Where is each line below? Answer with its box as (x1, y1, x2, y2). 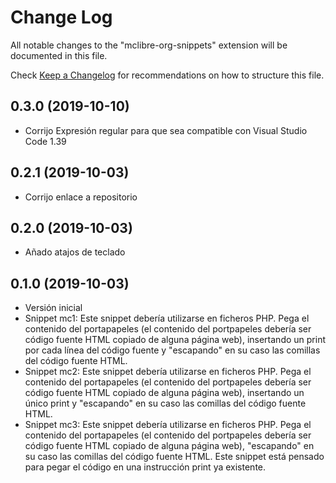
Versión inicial (24, 302, 83, 314)
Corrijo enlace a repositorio (24, 191, 138, 203)
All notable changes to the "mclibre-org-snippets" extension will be (10, 39, 288, 51)
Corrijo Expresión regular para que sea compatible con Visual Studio (24, 124, 308, 136)
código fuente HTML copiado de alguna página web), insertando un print (24, 334, 327, 346)
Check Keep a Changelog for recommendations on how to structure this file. (10, 69, 325, 81)
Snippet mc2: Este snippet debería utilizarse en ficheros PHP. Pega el (24, 366, 312, 378)
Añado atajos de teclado (24, 246, 126, 258)
